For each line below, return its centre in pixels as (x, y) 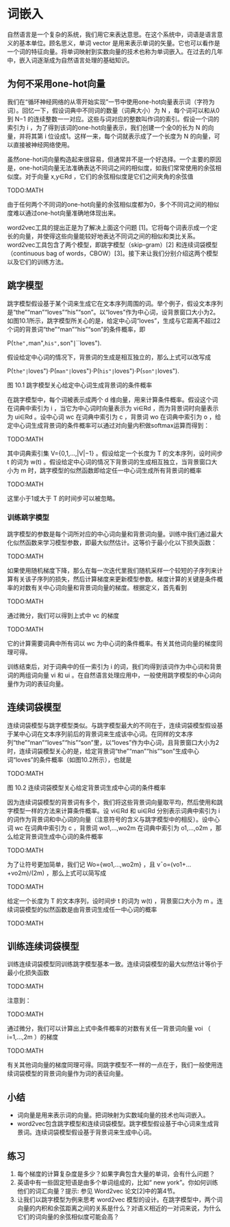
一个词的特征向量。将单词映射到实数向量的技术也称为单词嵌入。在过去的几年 (115, 51)
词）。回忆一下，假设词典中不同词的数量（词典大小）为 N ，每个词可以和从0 (114, 110)
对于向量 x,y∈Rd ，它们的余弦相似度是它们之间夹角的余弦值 (109, 176)
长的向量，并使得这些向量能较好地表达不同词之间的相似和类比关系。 (103, 236)
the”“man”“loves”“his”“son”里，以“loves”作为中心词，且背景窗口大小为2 (118, 742)
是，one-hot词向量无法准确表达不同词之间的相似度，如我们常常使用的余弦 (111, 168)
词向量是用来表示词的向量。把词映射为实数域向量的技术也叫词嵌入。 (113, 1115)
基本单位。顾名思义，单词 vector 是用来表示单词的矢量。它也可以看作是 (119, 43)
